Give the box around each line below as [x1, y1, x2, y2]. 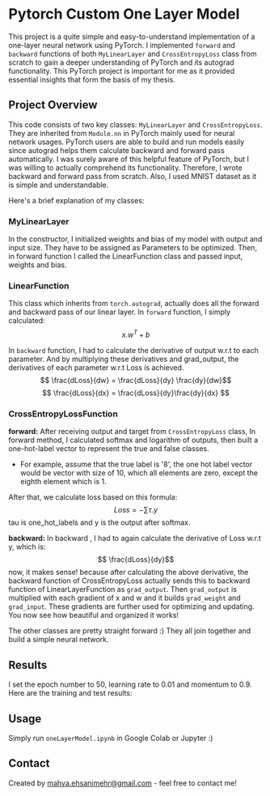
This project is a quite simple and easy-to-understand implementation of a [8, 32, 255, 41]
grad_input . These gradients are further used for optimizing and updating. [8, 602, 255, 611]
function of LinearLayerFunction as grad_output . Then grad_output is [8, 585, 237, 594]
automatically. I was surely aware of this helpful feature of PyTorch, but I [8, 154, 249, 164]
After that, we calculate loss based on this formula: [8, 492, 178, 502]
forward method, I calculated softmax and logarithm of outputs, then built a [8, 435, 259, 445]
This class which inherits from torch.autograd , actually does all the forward [8, 299, 259, 309]
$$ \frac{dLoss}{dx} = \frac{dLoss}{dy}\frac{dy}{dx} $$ [41, 388, 230, 398]
